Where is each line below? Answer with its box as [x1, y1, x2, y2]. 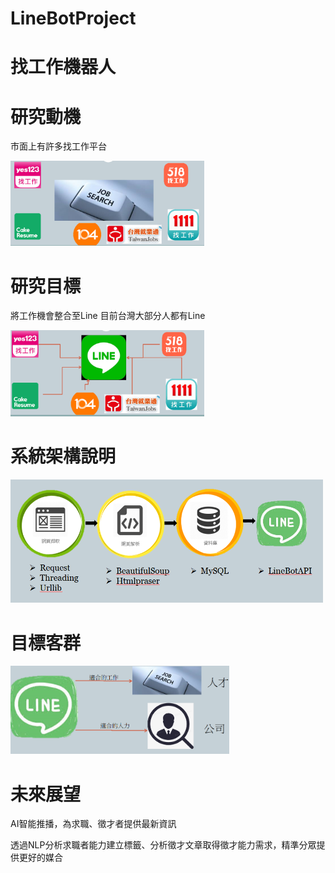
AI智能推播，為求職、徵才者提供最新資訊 [10, 818, 177, 830]
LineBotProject [10, 7, 137, 30]
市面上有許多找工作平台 [10, 140, 107, 152]
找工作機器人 [10, 56, 117, 79]
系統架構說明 [10, 445, 117, 468]
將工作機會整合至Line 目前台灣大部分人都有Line [10, 310, 206, 322]
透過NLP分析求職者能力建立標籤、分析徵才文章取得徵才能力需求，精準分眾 [10, 839, 317, 851]
